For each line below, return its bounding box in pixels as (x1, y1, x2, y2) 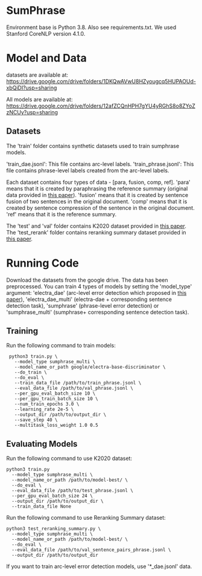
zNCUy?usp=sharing (6, 108, 58, 115)
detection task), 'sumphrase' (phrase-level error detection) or (6, 302, 159, 309)
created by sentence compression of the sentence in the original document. (6, 204, 195, 212)
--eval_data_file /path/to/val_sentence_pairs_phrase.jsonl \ (11, 547, 171, 553)
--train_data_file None (11, 503, 71, 510)
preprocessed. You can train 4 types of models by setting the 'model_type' (6, 282, 192, 290)
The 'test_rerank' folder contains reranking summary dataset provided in (6, 228, 186, 236)
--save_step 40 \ (14, 417, 58, 423)
